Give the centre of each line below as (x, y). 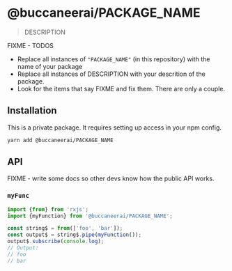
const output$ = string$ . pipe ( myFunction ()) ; (74, 235)
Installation (32, 110)
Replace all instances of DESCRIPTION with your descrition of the (111, 74)
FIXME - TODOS (31, 45)
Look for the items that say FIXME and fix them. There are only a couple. (121, 88)
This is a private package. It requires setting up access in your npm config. (114, 127)
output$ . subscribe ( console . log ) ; (56, 242)
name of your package (50, 66)
